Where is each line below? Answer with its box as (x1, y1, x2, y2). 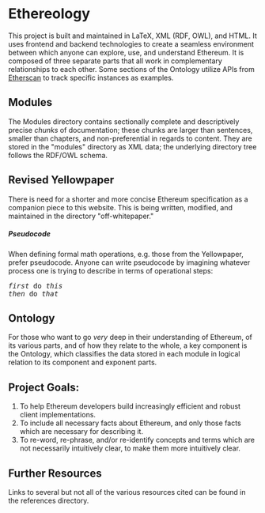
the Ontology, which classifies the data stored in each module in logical (8, 349, 240, 359)
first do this (8, 281, 63, 290)
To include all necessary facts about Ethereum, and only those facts (19, 418, 241, 428)
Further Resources (8, 466, 102, 480)
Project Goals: (8, 380, 80, 394)
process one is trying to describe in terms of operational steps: (8, 266, 214, 275)
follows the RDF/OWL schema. (8, 150, 108, 160)
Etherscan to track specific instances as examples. (8, 73, 174, 82)
